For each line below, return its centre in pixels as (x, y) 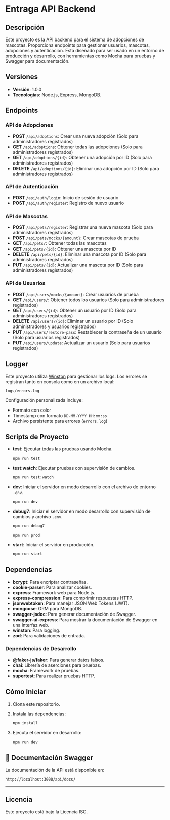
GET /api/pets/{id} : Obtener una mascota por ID (64, 249)
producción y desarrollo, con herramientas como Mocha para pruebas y (80, 56)
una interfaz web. (31, 625)
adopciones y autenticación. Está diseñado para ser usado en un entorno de (85, 50)
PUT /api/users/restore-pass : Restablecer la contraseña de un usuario (87, 332)
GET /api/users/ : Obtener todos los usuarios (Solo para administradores (89, 300)
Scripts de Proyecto (37, 437)
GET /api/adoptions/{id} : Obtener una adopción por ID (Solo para (82, 157)
